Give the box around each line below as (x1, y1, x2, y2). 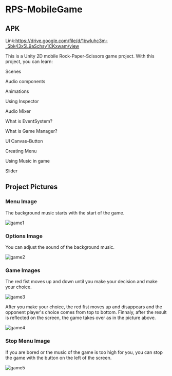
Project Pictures (5, 183, 58, 191)
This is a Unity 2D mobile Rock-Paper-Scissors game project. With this (5, 53, 155, 59)
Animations (5, 88, 29, 94)
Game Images (5, 267, 41, 274)
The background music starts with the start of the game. (5, 209, 125, 216)
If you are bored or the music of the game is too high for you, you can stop (5, 349, 163, 355)
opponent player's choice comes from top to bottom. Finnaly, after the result (5, 309, 167, 315)
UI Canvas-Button (5, 138, 43, 144)
